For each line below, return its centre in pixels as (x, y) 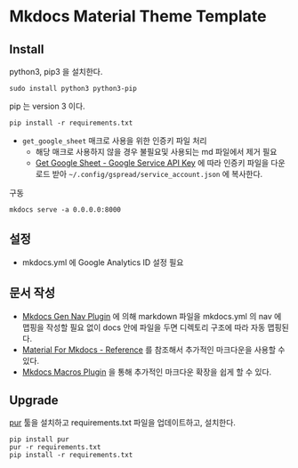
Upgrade (34, 401)
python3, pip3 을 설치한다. (56, 72)
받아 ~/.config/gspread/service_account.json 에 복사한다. (157, 174)
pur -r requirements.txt (55, 448)
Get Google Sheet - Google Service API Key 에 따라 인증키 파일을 (152, 163)
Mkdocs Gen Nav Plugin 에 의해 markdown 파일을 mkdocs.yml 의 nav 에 (152, 316)
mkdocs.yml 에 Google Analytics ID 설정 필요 (103, 262)
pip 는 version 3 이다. (48, 106)
